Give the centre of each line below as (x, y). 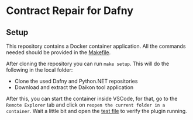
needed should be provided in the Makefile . (58, 52)
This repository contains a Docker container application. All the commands (96, 46)
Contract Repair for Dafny (70, 11)
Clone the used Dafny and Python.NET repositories (76, 81)
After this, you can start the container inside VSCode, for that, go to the (92, 98)
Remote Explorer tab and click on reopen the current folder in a (86, 105)
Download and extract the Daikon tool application (74, 87)
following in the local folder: (39, 70)
